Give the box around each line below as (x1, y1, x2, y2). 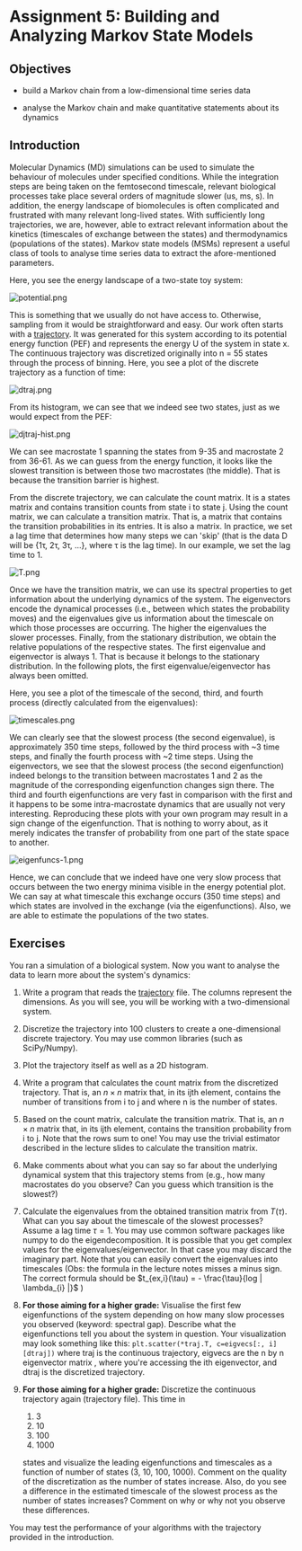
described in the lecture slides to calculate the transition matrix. (22, 1142, 259, 1153)
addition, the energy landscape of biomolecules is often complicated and (9, 199, 280, 210)
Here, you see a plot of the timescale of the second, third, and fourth (9, 687, 263, 698)
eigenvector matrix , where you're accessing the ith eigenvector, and (22, 1357, 277, 1368)
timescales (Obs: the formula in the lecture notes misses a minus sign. (22, 1263, 283, 1273)
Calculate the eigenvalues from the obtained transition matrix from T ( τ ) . (22, 1206, 288, 1217)
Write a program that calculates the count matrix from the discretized (22, 1077, 279, 1088)
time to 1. (9, 549, 43, 560)
